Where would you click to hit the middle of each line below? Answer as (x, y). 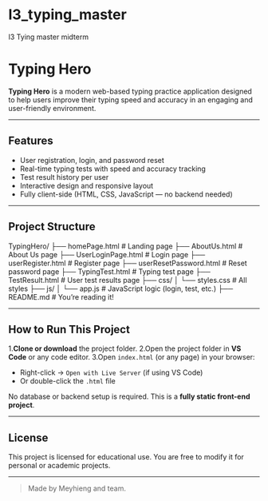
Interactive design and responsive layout (87, 185)
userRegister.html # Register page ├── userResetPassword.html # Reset (128, 263)
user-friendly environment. (52, 108)
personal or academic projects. (59, 466)
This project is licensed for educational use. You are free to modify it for (126, 457)
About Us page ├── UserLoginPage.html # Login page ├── (107, 254)
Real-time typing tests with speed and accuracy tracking (112, 169)
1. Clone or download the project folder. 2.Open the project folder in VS (125, 348)
